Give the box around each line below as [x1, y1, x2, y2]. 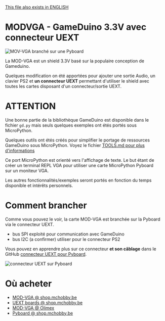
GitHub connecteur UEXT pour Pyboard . [5, 251, 87, 257]
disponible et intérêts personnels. [5, 183, 73, 188]
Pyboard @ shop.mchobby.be [12, 310, 73, 316]
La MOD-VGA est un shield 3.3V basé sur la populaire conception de [5, 58, 145, 64]
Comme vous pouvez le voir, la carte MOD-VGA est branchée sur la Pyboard [5, 216, 161, 222]
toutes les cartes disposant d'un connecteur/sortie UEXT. [5, 83, 122, 89]
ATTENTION [5, 101, 56, 112]
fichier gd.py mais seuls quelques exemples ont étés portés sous [5, 122, 137, 128]
